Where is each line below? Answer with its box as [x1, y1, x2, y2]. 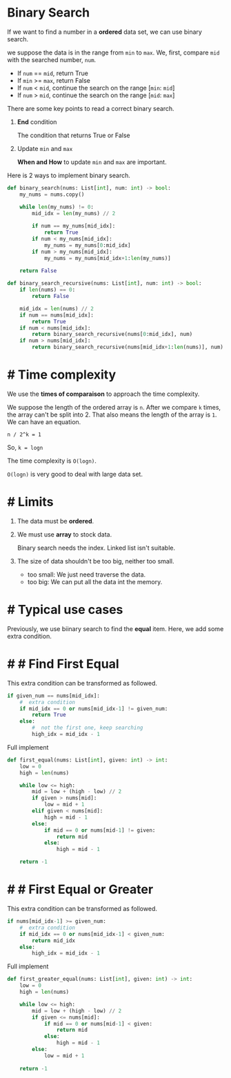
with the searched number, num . [7, 55, 97, 63]
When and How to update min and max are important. [17, 157, 167, 166]
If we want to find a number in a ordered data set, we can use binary [7, 28, 202, 36]
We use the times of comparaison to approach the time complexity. [7, 390, 200, 398]
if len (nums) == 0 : [19, 286, 76, 294]
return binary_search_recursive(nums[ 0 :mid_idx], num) [32, 331, 193, 338]
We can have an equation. [7, 418, 81, 426]
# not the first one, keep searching [32, 724, 143, 732]
